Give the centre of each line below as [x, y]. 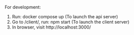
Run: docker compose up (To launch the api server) [65, 17]
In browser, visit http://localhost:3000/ [51, 27]
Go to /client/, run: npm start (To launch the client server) [70, 22]
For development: [23, 7]
